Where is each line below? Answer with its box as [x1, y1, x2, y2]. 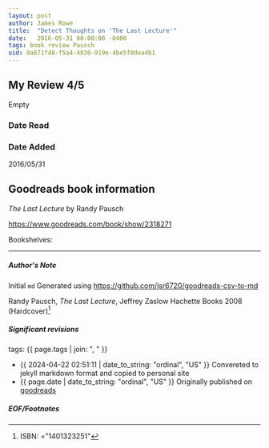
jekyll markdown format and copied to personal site [19, 369, 190, 378]
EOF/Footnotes [8, 404, 60, 414]
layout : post [8, 11, 52, 20]
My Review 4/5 [8, 78, 85, 92]
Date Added [8, 141, 56, 152]
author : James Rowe [8, 19, 74, 27]
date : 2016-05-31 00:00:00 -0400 [8, 34, 127, 42]
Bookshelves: [8, 234, 54, 244]
